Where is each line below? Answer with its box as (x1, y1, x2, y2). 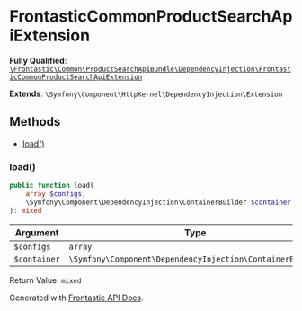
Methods (9, 114, 61, 129)
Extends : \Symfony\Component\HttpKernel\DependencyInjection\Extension (9, 88, 283, 99)
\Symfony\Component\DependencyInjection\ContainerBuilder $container (25, 198, 292, 207)
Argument (14, 227, 59, 239)
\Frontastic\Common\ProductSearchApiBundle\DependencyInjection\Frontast (9, 65, 292, 74)
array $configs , (25, 189, 87, 199)
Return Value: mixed (9, 274, 82, 285)
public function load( (9, 182, 94, 191)
